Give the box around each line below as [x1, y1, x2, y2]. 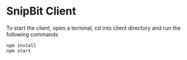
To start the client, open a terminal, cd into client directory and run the [6, 24, 181, 32]
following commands [6, 30, 59, 38]
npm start [6, 47, 31, 54]
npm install [6, 42, 36, 48]
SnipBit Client [6, 4, 77, 18]
